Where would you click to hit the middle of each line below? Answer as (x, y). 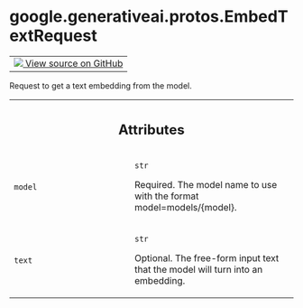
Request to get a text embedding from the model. (101, 85)
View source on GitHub (74, 63)
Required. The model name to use (206, 185)
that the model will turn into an (199, 270)
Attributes (151, 129)
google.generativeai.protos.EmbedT (149, 17)
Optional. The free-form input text (207, 258)
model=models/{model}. (186, 208)
